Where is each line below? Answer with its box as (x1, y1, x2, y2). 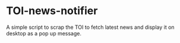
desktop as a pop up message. (6, 29, 82, 37)
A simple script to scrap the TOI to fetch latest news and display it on (6, 24, 175, 31)
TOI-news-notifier (6, 4, 98, 18)
